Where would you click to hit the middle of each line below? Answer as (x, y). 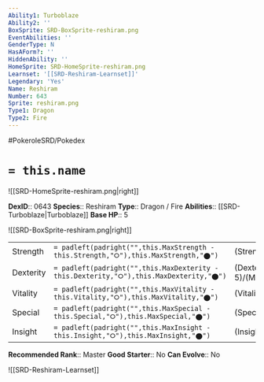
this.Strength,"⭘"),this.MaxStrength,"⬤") (136, 255)
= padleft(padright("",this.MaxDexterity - (136, 268)
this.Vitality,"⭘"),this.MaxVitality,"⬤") (136, 297)
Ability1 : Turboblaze (44, 15)
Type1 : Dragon (31, 111)
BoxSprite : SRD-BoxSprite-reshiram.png (73, 30)
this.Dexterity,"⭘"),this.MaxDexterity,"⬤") (140, 276)
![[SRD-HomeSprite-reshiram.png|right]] (73, 191)
